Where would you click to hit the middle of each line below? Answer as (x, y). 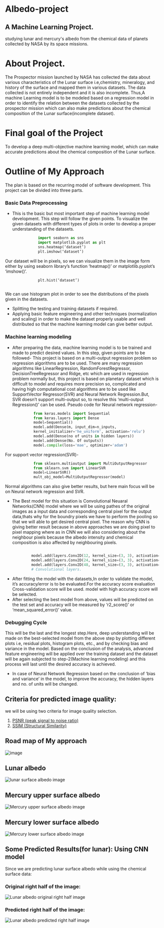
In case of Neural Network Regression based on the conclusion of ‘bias (84, 673)
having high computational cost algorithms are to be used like (74, 389)
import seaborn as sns (61, 238)
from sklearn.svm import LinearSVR (70, 468)
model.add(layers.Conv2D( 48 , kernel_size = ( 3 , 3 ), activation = (96, 565)
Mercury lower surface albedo (52, 822)
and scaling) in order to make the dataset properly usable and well (79, 319)
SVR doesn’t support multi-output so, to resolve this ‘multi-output (78, 399)
